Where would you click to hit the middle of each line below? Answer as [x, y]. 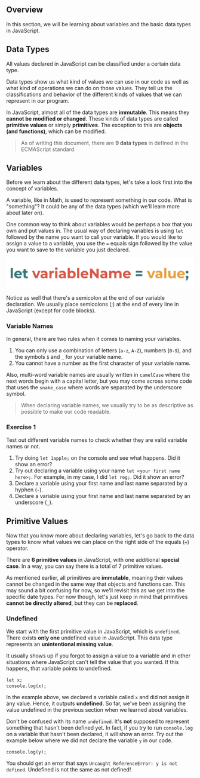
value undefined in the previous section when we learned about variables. [97, 710]
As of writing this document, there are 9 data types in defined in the [104, 143]
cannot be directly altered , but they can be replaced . [72, 603]
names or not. [23, 447]
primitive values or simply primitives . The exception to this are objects [94, 125]
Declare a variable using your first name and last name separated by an [103, 496]
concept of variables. [32, 189]
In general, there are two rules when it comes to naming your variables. [94, 339]
